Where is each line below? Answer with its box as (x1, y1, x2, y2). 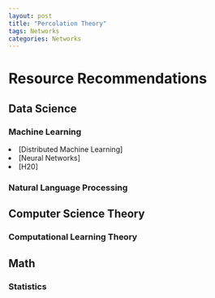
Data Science (8, 101, 77, 115)
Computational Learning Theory (8, 231, 138, 243)
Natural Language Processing (8, 182, 128, 193)
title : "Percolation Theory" (8, 19, 107, 28)
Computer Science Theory (8, 207, 145, 221)
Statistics (8, 281, 47, 292)
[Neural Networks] (19, 153, 81, 163)
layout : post (8, 11, 53, 20)
